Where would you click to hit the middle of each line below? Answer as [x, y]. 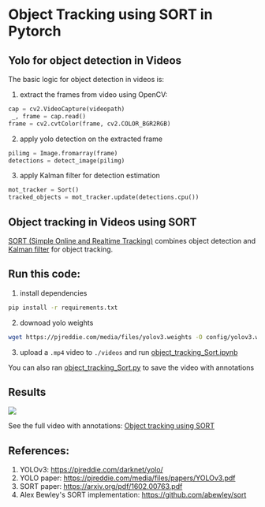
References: [39, 451]
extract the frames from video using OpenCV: [93, 95]
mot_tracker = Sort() [44, 190]
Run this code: [45, 274]
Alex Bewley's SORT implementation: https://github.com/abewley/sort [133, 495]
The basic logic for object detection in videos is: [86, 79]
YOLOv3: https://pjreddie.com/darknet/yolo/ [91, 470]
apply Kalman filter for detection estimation [90, 176]
